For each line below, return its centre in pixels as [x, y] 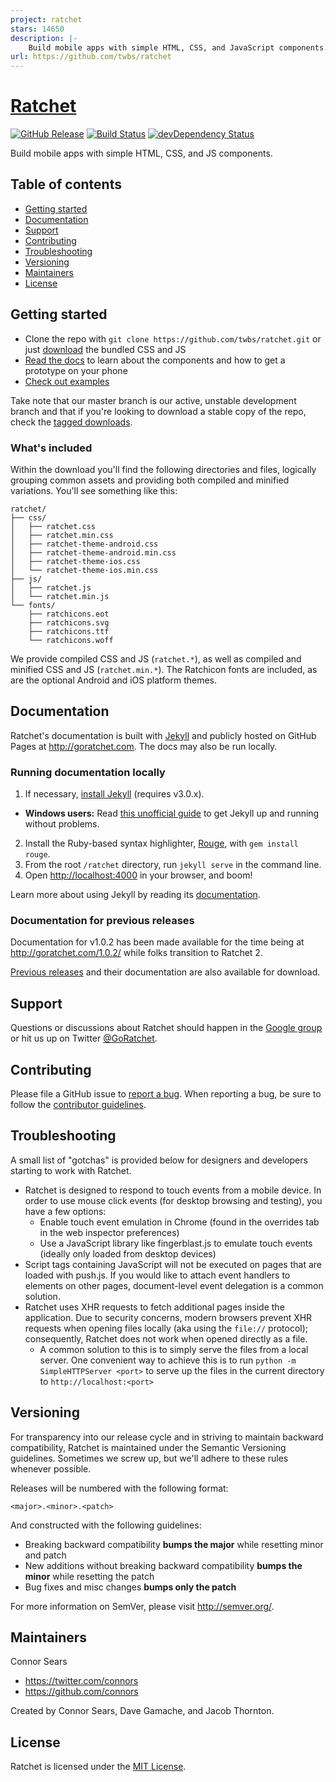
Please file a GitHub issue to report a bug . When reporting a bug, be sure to [166, 1094]
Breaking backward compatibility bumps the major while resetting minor [174, 1544]
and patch [45, 1555]
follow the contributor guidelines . [78, 1105]
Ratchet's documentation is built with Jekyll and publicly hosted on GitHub [163, 735]
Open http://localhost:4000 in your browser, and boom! [138, 875]
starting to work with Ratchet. [71, 1170]
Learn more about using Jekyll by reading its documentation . [135, 895]
